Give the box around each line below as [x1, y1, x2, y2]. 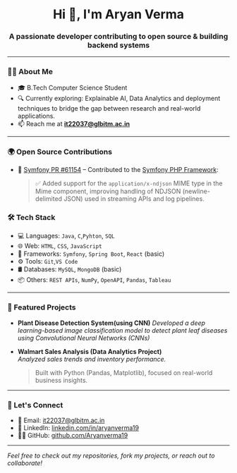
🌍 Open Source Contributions [7, 147, 113, 156]
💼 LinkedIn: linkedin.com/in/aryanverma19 [17, 423, 140, 432]
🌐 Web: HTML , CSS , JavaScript [17, 242, 102, 250]
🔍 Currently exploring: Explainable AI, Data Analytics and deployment [17, 94, 221, 102]
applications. [17, 111, 55, 120]
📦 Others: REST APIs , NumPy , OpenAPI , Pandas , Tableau [17, 276, 171, 284]
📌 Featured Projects [7, 302, 76, 312]
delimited [35, 195, 62, 203]
